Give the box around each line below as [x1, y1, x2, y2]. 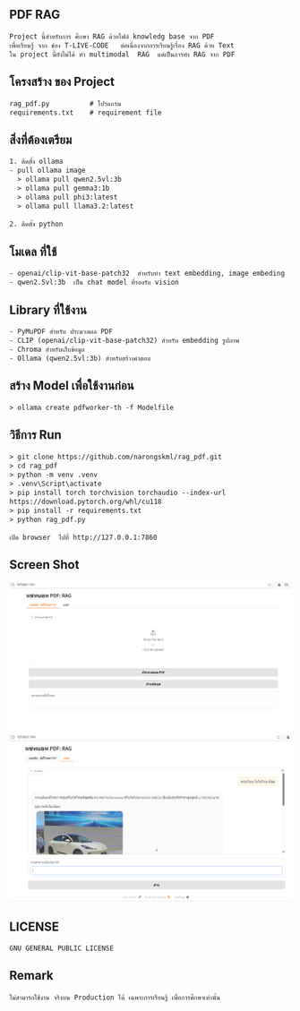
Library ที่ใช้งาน [9, 302, 88, 317]
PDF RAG [9, 7, 61, 22]
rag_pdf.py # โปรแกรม [9, 99, 121, 108]
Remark [9, 968, 54, 983]
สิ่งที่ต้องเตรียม [9, 133, 73, 148]
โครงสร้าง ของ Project [9, 74, 115, 90]
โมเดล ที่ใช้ [9, 244, 57, 259]
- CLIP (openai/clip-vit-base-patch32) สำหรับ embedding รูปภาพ [9, 336, 240, 346]
